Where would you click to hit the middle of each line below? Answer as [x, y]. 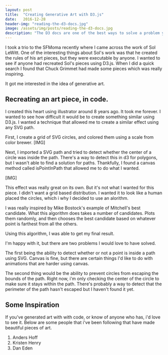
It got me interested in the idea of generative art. [55, 84]
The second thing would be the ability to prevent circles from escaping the [82, 273]
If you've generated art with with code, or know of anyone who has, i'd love [83, 317]
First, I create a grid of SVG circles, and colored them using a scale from [79, 137]
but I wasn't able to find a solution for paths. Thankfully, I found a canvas [80, 163]
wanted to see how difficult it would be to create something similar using [80, 117]
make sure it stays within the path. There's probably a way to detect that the [83, 284]
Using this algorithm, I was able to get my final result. [60, 233]
